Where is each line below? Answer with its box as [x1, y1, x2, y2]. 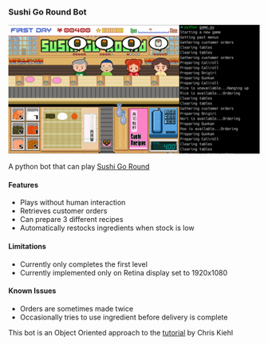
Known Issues [8, 286, 57, 295]
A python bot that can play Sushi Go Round [8, 162, 150, 172]
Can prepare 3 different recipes [19, 215, 124, 224]
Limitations [8, 242, 46, 251]
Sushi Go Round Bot [8, 6, 87, 18]
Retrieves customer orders [19, 206, 108, 216]
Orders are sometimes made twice [19, 303, 134, 313]
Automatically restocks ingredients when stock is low [19, 223, 195, 233]
